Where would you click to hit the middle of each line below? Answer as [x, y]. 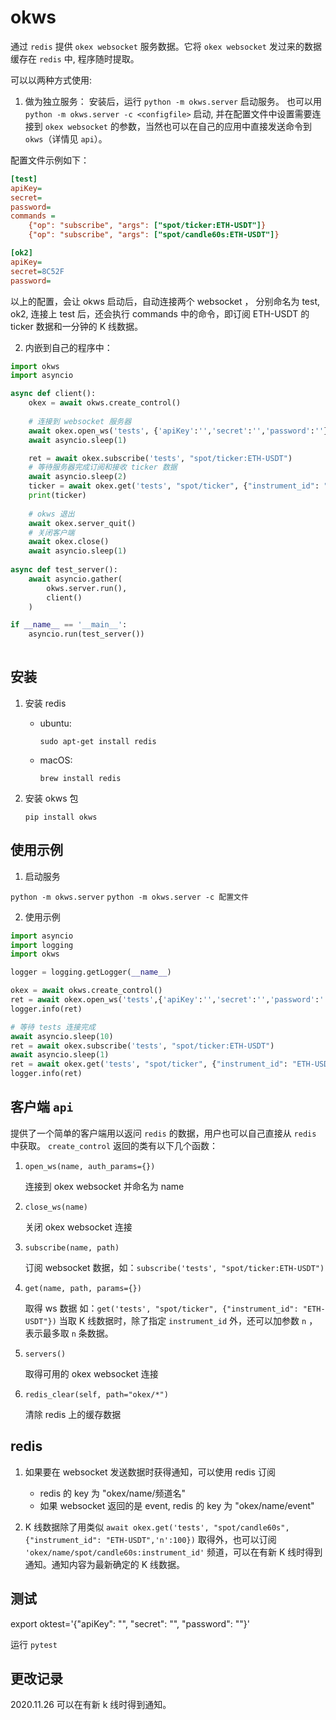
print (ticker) [57, 496]
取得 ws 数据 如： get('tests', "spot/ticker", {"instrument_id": [161, 1308]
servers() [45, 1354]
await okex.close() [69, 542]
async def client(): [53, 394]
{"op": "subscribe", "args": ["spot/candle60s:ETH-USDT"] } [154, 235]
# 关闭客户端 [51, 532]
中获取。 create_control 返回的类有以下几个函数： [114, 1145]
